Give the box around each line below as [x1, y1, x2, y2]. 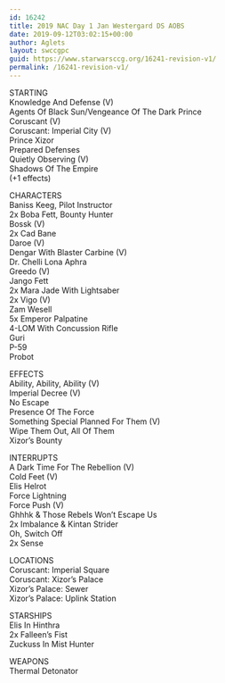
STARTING [9, 87, 49, 98]
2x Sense [9, 537, 44, 548]
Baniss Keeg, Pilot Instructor [9, 199, 113, 210]
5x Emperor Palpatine [9, 313, 89, 324]
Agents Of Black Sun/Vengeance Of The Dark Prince [9, 106, 202, 117]
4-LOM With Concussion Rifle [9, 322, 118, 333]
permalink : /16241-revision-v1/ [9, 63, 129, 72]
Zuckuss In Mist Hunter [9, 638, 95, 649]
